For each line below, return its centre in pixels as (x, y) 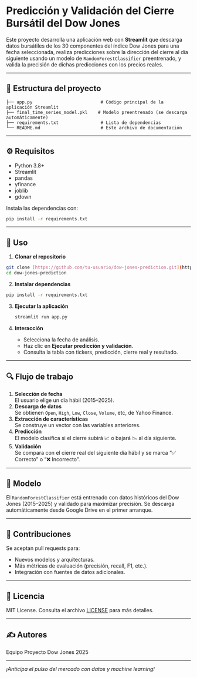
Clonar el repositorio (40, 257)
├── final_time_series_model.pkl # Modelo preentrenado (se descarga (97, 112)
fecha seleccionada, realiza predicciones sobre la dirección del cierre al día (97, 52)
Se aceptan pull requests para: (43, 548)
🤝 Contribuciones (39, 534)
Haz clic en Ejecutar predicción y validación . (78, 345)
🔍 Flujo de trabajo (40, 377)
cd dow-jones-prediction (36, 273)
